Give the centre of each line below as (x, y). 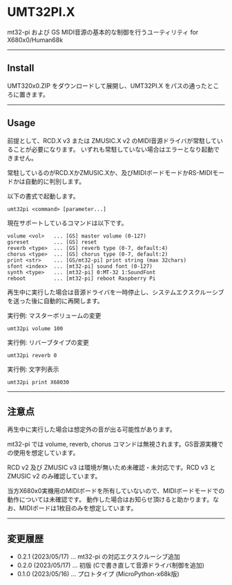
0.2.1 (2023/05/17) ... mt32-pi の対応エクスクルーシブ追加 (99, 557)
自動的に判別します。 (55, 181)
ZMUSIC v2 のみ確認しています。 (54, 476)
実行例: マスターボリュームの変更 (54, 315)
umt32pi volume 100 (35, 328)
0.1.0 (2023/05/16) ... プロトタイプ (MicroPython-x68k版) (98, 574)
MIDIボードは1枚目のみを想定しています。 (78, 508)
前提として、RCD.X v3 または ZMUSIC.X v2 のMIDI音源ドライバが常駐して (112, 141)
